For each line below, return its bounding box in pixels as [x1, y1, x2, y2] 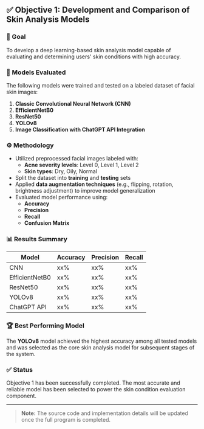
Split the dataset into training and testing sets [15, 174, 131, 182]
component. [6, 392, 36, 400]
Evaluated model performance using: [15, 194, 108, 201]
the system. [6, 350, 36, 357]
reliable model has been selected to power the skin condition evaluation [6, 386, 186, 393]
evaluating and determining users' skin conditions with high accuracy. [6, 53, 181, 60]
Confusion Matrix [24, 219, 70, 227]
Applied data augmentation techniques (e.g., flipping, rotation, [15, 180, 174, 188]
